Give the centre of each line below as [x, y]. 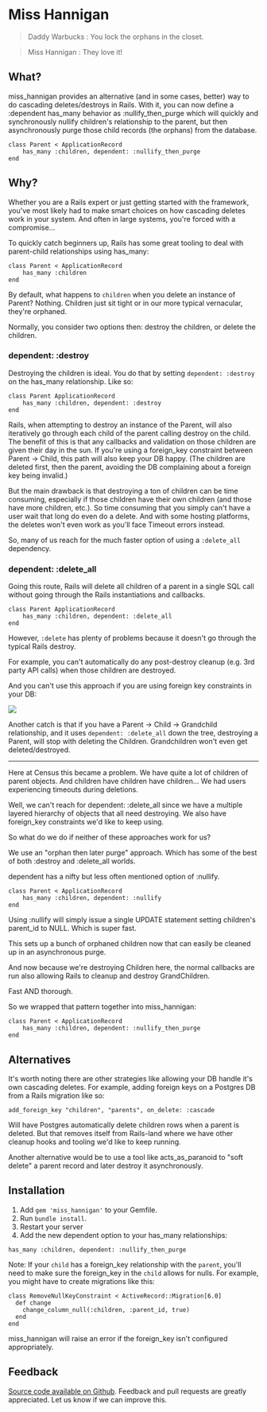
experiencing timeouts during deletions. [74, 789]
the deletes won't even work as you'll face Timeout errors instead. [116, 524]
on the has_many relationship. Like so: [71, 381]
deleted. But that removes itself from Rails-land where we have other [121, 1133]
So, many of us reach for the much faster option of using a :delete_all [124, 540]
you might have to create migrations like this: [81, 1281]
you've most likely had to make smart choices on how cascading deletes [127, 210]
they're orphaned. [38, 311]
